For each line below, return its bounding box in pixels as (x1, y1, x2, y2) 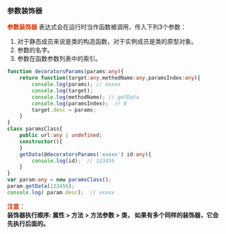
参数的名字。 (16, 46, 53, 54)
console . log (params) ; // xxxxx (32, 81, 121, 88)
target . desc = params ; (32, 106, 97, 114)
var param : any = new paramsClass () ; (7, 177, 112, 183)
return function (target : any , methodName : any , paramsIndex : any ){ (19, 75, 201, 81)
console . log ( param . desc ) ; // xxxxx (7, 189, 115, 196)
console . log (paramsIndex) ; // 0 (32, 100, 127, 107)
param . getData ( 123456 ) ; (7, 183, 75, 190)
